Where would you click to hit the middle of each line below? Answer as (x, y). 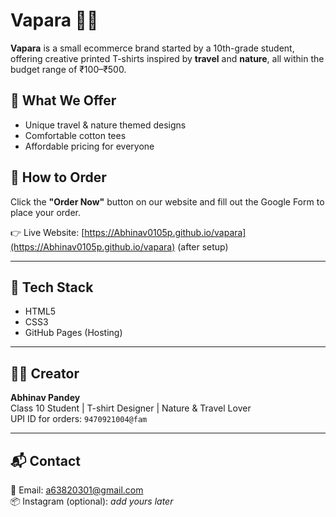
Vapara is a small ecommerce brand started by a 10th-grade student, (152, 48)
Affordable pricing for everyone (89, 146)
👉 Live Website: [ (47, 232)
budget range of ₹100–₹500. (68, 69)
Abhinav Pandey (45, 398)
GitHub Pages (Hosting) (73, 333)
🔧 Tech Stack (52, 287)
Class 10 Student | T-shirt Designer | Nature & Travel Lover (131, 408)
